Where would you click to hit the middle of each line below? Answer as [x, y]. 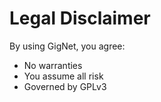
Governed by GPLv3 [65, 86]
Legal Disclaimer [80, 18]
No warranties [53, 65]
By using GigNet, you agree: [67, 46]
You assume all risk [63, 76]
